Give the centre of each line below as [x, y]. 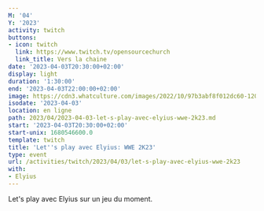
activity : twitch [37, 30]
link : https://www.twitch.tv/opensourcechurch [93, 52]
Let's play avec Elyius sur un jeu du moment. [81, 198]
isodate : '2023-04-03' [45, 103]
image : [19, 96]
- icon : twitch [33, 45]
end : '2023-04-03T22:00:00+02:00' [65, 89]
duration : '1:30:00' [42, 81]
